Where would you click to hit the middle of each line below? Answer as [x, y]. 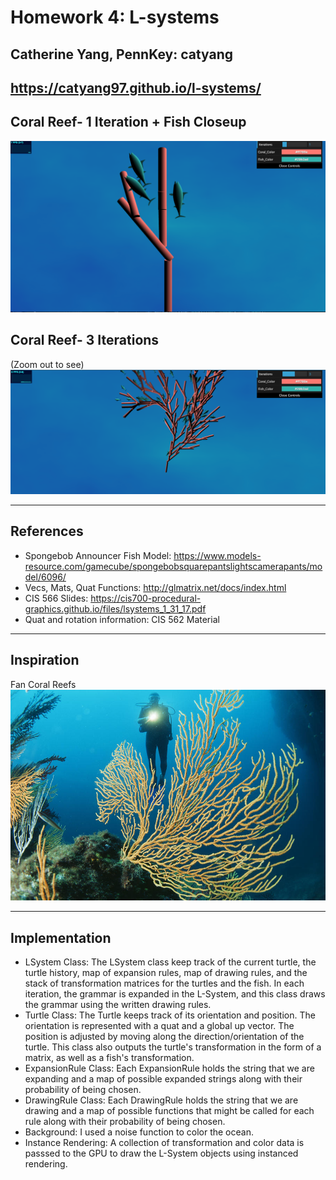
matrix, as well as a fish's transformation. [109, 1058]
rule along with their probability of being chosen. [125, 1122]
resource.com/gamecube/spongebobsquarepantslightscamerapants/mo [173, 566]
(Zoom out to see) [47, 364]
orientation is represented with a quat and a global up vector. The [159, 1026]
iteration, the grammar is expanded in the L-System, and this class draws [175, 994]
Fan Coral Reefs [43, 684]
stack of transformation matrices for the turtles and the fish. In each [164, 983]
